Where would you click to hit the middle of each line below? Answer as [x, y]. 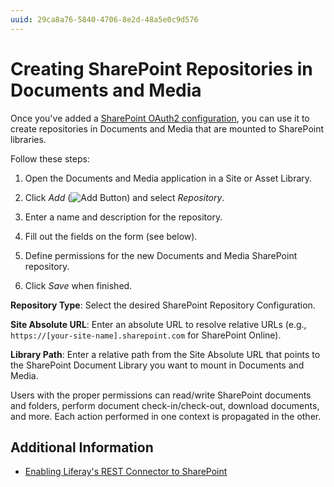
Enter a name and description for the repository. [123, 217]
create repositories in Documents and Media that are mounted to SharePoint [167, 128]
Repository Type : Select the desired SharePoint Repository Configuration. [163, 305]
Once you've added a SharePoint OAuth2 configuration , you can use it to [160, 118]
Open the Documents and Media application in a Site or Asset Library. [168, 178]
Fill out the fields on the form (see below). [111, 236]
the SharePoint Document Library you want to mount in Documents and [157, 365]
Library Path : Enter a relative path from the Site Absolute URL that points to [165, 354]
